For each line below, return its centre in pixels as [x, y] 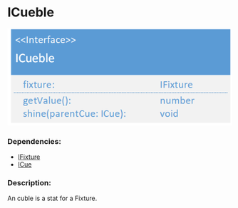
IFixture [29, 157]
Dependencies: [35, 141]
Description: [29, 182]
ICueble [31, 12]
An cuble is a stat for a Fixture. [52, 198]
